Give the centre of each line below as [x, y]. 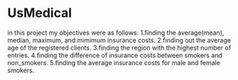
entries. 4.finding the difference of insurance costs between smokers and [115, 55]
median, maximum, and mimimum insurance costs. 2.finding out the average [119, 40]
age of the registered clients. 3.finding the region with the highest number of [119, 47]
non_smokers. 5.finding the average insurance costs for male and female [114, 62]
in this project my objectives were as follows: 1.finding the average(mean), [116, 33]
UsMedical [40, 13]
